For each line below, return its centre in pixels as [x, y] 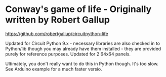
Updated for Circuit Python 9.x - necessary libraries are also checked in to [83, 43]
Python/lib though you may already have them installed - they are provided [83, 48]
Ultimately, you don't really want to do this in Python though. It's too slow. [82, 63]
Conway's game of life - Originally [78, 9]
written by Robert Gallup [58, 20]
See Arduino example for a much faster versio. [54, 69]
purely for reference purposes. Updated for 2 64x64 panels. [68, 54]
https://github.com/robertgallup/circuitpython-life [57, 33]
